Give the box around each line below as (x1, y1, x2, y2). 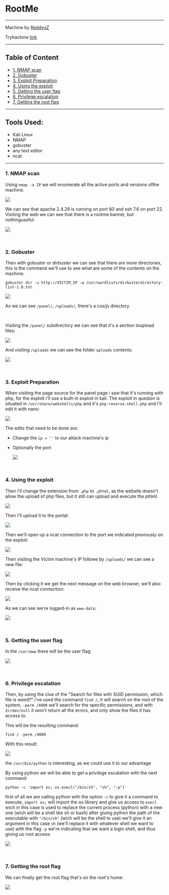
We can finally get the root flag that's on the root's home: (5, 874, 124, 880)
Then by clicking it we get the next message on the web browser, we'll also (5, 580, 161, 586)
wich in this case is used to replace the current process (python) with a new (5, 804, 162, 811)
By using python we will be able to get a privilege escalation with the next (5, 770, 157, 776)
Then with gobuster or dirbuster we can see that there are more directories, (5, 260, 162, 266)
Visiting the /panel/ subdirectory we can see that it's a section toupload (5, 322, 154, 328)
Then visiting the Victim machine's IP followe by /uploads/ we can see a (5, 556, 154, 562)
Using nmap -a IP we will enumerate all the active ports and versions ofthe (5, 182, 159, 188)
